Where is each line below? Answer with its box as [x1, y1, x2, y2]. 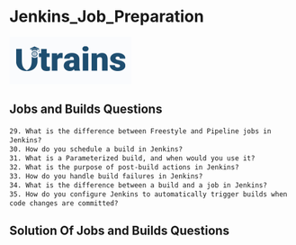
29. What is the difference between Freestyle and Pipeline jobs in [9, 126, 272, 136]
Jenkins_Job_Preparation [9, 6, 204, 27]
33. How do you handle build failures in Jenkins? [9, 171, 203, 181]
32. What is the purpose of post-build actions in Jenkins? [9, 162, 240, 172]
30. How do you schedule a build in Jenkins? [9, 144, 183, 154]
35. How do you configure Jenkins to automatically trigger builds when [9, 189, 288, 199]
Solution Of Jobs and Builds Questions [9, 223, 229, 239]
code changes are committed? [9, 198, 119, 208]
